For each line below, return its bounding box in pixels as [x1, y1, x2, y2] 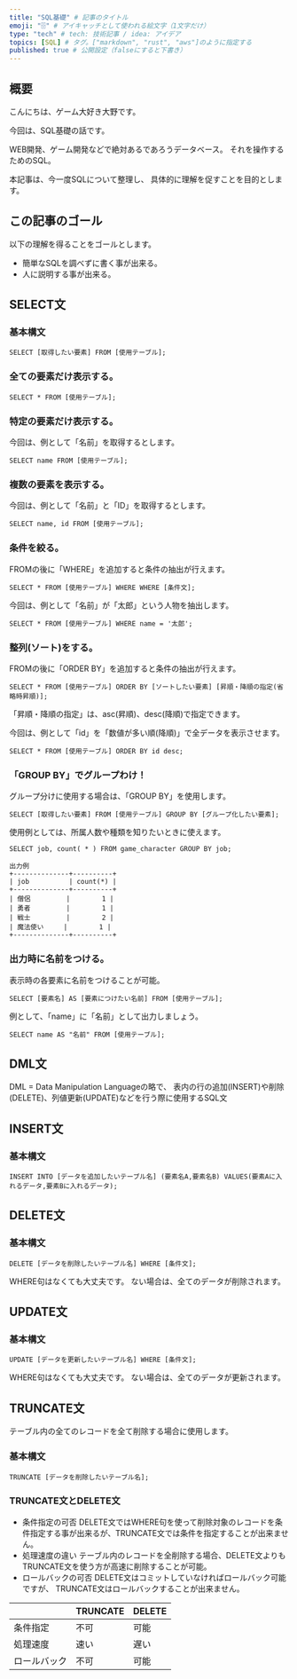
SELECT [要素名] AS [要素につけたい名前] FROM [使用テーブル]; [9, 994, 223, 1003]
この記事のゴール [9, 214, 103, 229]
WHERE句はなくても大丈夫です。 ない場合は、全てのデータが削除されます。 [9, 1275, 286, 1287]
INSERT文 [9, 1121, 64, 1136]
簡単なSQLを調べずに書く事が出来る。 [21, 257, 162, 268]
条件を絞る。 [9, 542, 65, 555]
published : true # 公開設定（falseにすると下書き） [9, 46, 187, 55]
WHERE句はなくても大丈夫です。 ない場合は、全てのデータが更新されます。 [9, 1372, 286, 1383]
